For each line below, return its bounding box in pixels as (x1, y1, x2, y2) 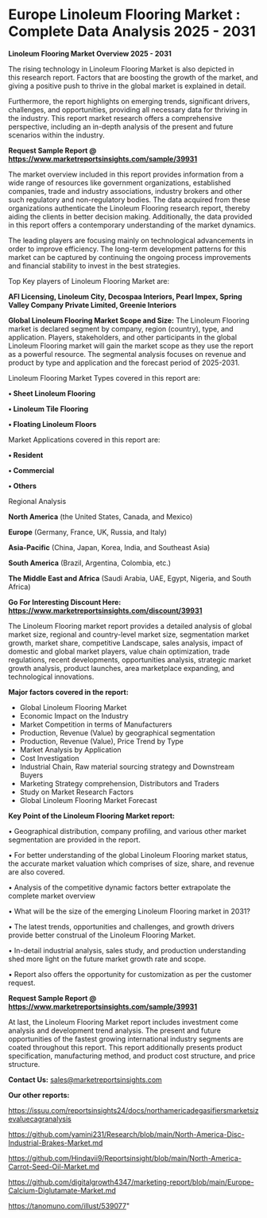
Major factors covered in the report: (8, 687, 129, 696)
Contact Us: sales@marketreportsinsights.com (8, 1075, 163, 1084)
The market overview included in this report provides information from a (8, 169, 244, 179)
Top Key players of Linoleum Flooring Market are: (8, 276, 170, 285)
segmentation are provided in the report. (8, 835, 141, 844)
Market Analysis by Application (19, 745, 122, 754)
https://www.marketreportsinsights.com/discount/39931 (8, 606, 203, 615)
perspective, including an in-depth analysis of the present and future (8, 122, 234, 131)
